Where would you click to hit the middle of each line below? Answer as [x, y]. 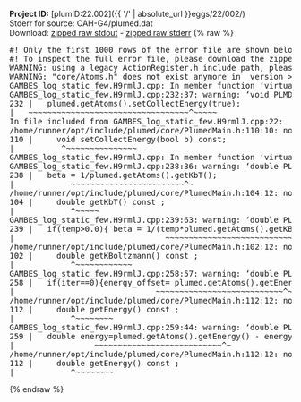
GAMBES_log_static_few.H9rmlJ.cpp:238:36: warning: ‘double [144, 166]
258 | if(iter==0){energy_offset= [90, 282]
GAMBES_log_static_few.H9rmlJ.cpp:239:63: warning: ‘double [144, 220]
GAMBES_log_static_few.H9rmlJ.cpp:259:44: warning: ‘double [144, 327]
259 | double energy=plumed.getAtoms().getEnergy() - [134, 336]
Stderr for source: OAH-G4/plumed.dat [82, 23]
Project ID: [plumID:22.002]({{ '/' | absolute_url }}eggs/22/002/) [128, 14]
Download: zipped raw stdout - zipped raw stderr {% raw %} [122, 33]
